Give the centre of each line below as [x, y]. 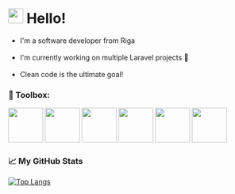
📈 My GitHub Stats [46, 161]
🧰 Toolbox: [29, 95]
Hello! [46, 19]
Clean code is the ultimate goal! [71, 74]
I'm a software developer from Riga [77, 41]
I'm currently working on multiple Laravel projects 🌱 [104, 57]
